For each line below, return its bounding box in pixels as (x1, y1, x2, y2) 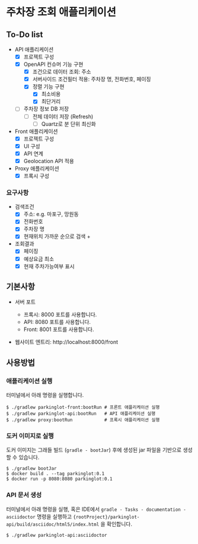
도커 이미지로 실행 (6, 432, 55, 440)
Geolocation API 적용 (23, 157, 74, 164)
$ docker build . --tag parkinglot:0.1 (6, 471, 105, 477)
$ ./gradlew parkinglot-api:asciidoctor (6, 532, 108, 538)
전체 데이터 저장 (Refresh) (32, 113, 94, 120)
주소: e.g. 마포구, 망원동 (23, 211, 79, 218)
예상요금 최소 (23, 255, 55, 262)
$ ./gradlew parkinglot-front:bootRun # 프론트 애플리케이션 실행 (6, 405, 160, 411)
